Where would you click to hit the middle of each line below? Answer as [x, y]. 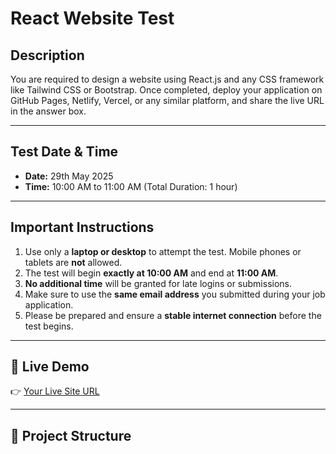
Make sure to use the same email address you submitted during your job [175, 294]
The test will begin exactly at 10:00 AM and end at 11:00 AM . [151, 273]
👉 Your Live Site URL [55, 391]
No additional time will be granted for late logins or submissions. [158, 283]
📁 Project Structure [71, 435]
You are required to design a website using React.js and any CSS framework [167, 79]
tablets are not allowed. [73, 262]
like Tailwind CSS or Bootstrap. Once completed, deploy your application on [166, 90]
